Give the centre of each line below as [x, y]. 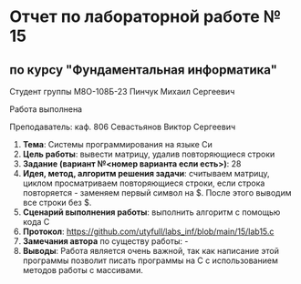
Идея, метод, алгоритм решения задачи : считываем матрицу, [146, 173]
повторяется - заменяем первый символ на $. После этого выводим [157, 193]
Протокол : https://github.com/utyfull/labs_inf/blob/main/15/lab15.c [148, 231]
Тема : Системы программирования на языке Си [117, 144]
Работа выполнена [46, 109]
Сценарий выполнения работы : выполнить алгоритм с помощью [151, 212]
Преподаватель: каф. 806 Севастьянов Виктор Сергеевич [123, 127]
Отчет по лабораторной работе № [145, 17]
